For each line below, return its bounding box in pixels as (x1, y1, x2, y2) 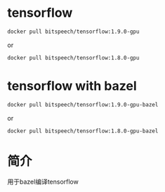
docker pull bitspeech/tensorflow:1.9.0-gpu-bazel (7, 101, 159, 108)
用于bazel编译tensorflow (7, 177, 79, 186)
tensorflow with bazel (7, 78, 137, 94)
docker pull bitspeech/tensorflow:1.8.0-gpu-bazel (7, 128, 159, 135)
